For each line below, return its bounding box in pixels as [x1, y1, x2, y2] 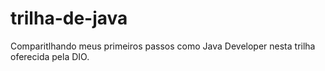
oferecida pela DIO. [10, 50, 90, 62]
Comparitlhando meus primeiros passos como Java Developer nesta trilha [10, 40, 316, 52]
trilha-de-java [10, 7, 128, 30]
